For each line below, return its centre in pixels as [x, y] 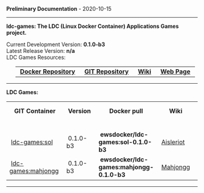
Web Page [175, 71]
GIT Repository [107, 71]
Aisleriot [173, 142]
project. [16, 32]
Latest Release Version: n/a [41, 51]
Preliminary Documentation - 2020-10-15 [59, 9]
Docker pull [126, 111]
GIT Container [35, 111]
